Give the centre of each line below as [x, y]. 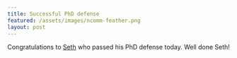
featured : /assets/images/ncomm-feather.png [74, 21]
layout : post [27, 27]
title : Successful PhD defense [53, 14]
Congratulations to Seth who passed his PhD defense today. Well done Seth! [118, 47]
